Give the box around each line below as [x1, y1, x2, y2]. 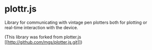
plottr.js [4, 3, 37, 15]
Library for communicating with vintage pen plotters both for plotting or [4, 19, 148, 25]
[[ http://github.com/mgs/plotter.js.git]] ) [4, 39, 83, 45]
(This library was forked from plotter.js [4, 34, 81, 40]
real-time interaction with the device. [4, 24, 78, 30]
